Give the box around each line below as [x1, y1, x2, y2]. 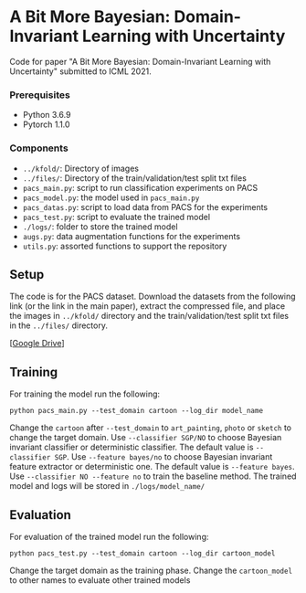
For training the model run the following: [9, 388, 161, 399]
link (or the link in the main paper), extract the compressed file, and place [9, 301, 286, 312]
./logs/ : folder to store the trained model [22, 221, 178, 232]
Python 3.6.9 [22, 110, 71, 121]
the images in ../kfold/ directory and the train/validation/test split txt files [9, 311, 290, 322]
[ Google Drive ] [9, 338, 66, 349]
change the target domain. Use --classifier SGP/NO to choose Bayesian [9, 432, 282, 443]
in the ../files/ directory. [9, 320, 108, 331]
